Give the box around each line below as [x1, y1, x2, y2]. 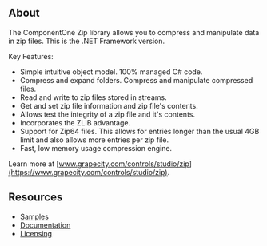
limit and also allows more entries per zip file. [19, 135, 169, 145]
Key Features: [8, 51, 54, 61]
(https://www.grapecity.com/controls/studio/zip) [8, 167, 168, 177]
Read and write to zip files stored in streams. [19, 92, 167, 102]
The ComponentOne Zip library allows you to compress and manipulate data [8, 27, 260, 37]
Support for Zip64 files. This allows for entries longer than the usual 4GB [19, 126, 260, 136]
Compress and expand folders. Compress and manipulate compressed [19, 75, 253, 85]
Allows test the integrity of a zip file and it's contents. [19, 109, 196, 119]
